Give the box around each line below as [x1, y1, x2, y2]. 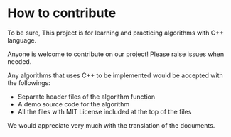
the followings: [7, 78, 51, 87]
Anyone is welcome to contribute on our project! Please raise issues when [7, 50, 225, 58]
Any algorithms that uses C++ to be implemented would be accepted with [7, 71, 223, 80]
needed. [7, 57, 32, 65]
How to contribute [7, 5, 117, 21]
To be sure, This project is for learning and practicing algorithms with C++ [7, 28, 224, 37]
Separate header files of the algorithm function [17, 92, 155, 101]
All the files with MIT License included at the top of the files [17, 107, 192, 116]
